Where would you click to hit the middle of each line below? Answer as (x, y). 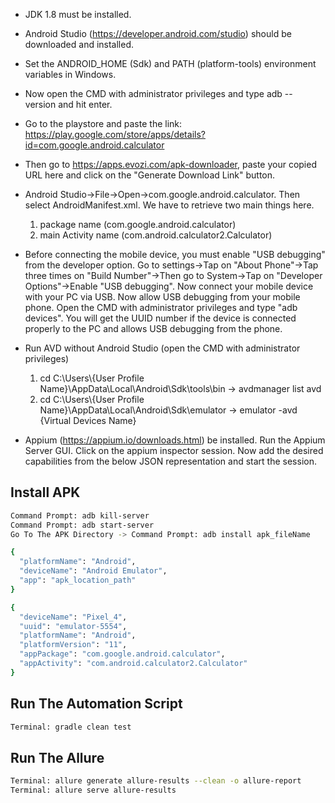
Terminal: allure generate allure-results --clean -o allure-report (156, 781)
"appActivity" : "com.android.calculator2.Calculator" (133, 664)
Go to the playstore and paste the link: (103, 123)
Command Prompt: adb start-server (82, 525)
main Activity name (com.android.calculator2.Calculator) (156, 235)
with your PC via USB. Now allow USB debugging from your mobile (162, 297)
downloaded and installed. (79, 44)
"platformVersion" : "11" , (73, 645)
